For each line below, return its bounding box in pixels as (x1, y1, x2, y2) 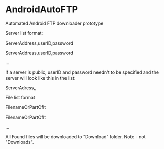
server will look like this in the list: (5, 74, 76, 81)
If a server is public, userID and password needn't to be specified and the (5, 69, 159, 76)
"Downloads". (5, 139, 34, 145)
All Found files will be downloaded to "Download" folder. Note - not (5, 133, 146, 140)
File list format (5, 94, 36, 100)
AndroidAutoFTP (5, 4, 78, 15)
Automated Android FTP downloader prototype (5, 20, 104, 26)
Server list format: (5, 30, 43, 36)
